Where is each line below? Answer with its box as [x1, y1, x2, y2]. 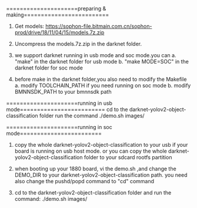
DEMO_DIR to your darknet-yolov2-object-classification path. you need [14, 171, 188, 179]
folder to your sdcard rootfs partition [84, 154, 172, 161]
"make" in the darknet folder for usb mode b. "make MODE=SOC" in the [14, 58, 189, 65]
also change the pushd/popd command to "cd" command [14, 178, 155, 184]
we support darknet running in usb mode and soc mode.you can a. [14, 52, 176, 58]
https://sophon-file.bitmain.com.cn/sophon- [45, 23, 152, 29]
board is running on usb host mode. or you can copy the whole [14, 147, 168, 154]
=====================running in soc [6, 124, 113, 130]
